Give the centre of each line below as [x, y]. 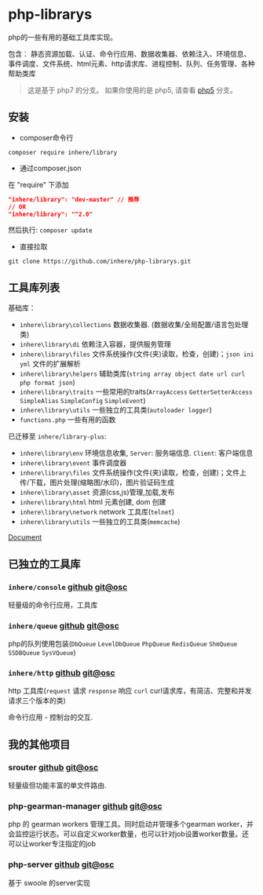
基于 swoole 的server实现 [49, 882]
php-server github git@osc [61, 864]
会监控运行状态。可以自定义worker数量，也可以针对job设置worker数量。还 [129, 834]
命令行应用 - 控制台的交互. [51, 717]
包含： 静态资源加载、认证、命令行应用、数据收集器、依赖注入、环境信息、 [130, 53]
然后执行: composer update [50, 230]
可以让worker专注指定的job [52, 844]
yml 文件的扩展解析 [50, 364]
